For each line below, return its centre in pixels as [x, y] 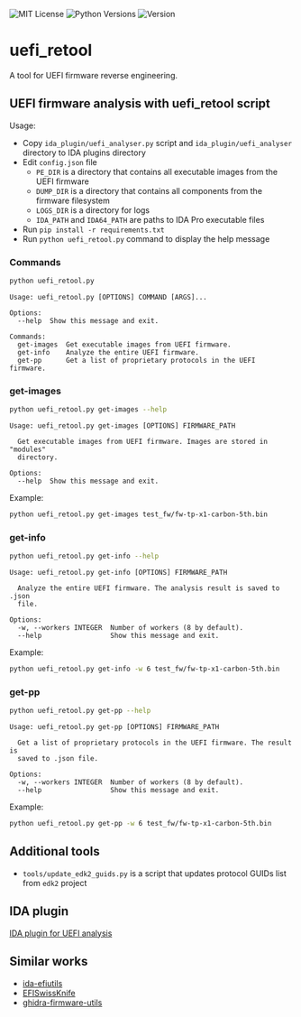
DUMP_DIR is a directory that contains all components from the [149, 190]
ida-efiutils [42, 983]
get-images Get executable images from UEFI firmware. [124, 344]
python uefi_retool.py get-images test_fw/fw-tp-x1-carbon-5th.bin [139, 514]
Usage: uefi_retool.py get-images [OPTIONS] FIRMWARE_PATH [123, 426]
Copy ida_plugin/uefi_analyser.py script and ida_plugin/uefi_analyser [157, 143]
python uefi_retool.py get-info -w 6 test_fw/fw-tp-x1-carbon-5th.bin [145, 669]
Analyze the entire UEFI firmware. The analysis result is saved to [149, 588]
